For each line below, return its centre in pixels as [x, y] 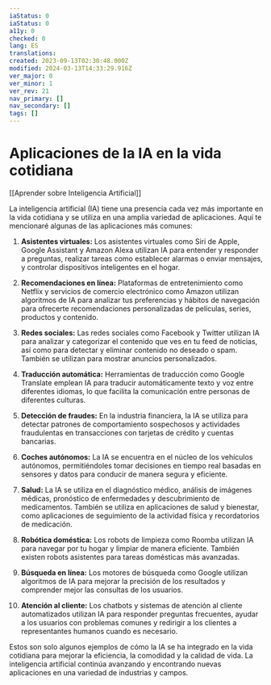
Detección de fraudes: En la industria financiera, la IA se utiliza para [134, 415]
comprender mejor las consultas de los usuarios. [102, 590]
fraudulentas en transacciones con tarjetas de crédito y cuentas [127, 432]
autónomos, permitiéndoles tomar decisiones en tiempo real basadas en [141, 465]
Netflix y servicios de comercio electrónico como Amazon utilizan [130, 291]
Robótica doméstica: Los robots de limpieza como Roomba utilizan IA [137, 540]
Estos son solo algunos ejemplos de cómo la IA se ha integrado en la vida [131, 646]
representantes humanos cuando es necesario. [99, 631]
